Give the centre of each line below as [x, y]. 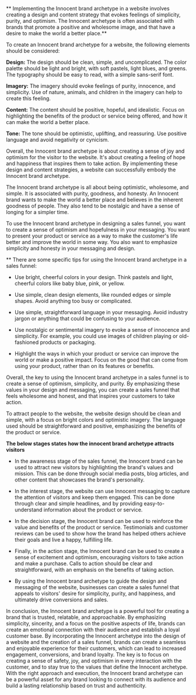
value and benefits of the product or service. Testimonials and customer [101, 527]
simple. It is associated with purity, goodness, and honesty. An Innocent [92, 193]
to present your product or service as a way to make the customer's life [92, 236]
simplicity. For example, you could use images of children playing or [96, 336]
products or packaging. [68, 342]
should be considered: [33, 51]
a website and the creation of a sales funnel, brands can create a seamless [96, 642]
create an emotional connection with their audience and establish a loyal [93, 629]
